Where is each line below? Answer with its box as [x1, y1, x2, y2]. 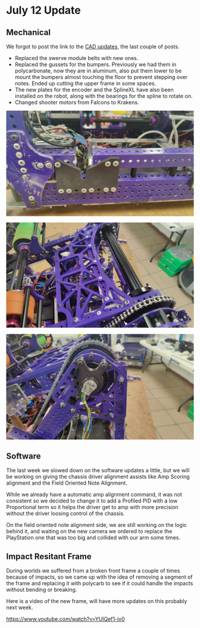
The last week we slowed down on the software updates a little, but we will [6, 467, 190, 474]
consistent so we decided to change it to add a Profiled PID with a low [6, 497, 178, 504]
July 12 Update [6, 4, 82, 17]
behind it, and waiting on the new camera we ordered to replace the [6, 527, 173, 535]
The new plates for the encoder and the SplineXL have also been [14, 86, 174, 93]
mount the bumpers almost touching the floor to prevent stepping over [14, 74, 188, 80]
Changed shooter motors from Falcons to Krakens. [14, 99, 139, 106]
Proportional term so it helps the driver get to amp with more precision [6, 504, 179, 511]
